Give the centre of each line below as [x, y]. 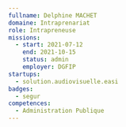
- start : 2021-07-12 [49, 45]
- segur [28, 96]
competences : [30, 103]
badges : [21, 89]
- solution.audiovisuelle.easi [67, 81]
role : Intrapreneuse [42, 30]
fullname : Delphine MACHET [53, 15]
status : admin [46, 60]
